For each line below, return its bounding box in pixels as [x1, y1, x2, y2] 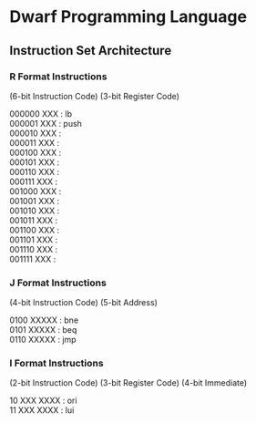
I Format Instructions [9, 357, 104, 370]
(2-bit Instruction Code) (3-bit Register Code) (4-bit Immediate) [9, 377, 248, 388]
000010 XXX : [9, 128, 62, 139]
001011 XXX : [9, 214, 58, 225]
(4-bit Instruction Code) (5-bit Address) [9, 297, 158, 308]
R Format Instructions [9, 70, 108, 83]
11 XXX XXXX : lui [9, 405, 75, 416]
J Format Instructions [9, 276, 107, 289]
